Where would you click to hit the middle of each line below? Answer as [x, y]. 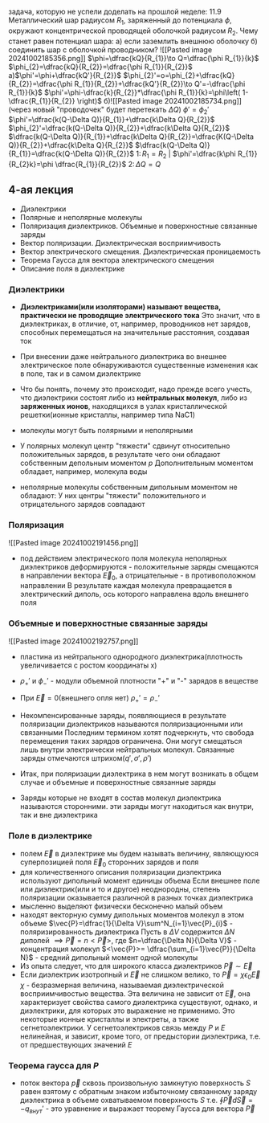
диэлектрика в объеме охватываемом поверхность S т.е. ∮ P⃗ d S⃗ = [136, 1101]
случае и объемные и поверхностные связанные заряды [118, 782]
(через [20, 109]
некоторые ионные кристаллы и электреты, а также [109, 1019]
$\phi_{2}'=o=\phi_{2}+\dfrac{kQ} [179, 75]
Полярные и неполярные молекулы [81, 217]
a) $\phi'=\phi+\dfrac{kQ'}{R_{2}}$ [65, 75]
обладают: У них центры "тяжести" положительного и [113, 496]
